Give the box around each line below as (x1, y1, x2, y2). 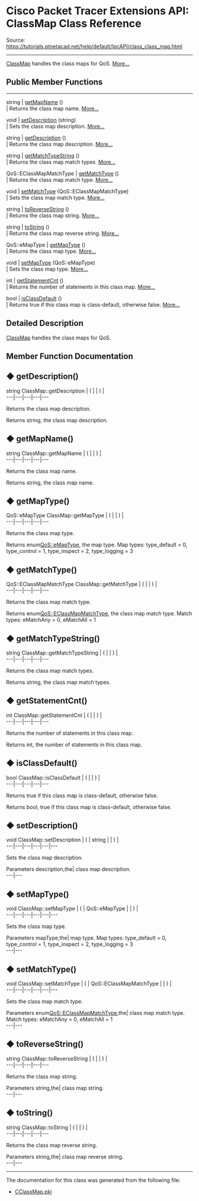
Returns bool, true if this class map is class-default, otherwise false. (6, 803, 172, 810)
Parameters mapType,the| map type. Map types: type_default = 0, (6, 935, 167, 942)
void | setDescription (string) (6, 116, 76, 123)
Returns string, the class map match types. (6, 679, 111, 686)
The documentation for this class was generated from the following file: (6, 1176, 181, 1184)
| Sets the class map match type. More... (6, 194, 105, 201)
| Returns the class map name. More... (6, 105, 99, 112)
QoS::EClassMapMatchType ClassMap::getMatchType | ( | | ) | (6, 581, 158, 588)
